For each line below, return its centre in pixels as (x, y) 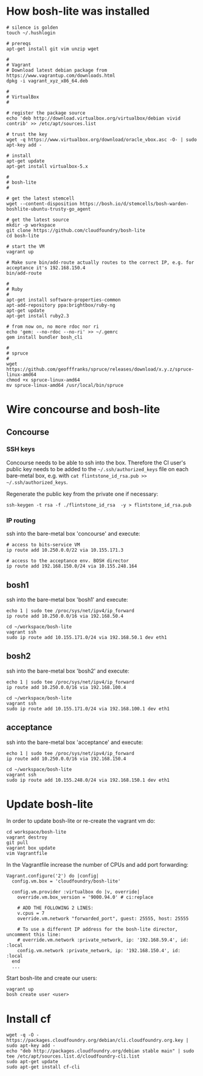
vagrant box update (31, 848)
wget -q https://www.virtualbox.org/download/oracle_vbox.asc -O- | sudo (102, 139)
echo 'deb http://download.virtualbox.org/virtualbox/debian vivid (94, 118)
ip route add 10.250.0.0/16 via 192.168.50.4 (65, 616)
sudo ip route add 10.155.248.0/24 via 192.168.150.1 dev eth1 (88, 780)
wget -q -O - (23, 1035)
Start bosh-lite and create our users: (52, 978)
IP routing (21, 520)
